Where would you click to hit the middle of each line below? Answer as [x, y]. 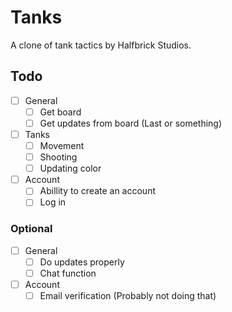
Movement [62, 145]
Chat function [68, 273]
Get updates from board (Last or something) [131, 123]
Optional [31, 229]
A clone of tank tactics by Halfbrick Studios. [101, 45]
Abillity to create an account [97, 191]
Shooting [58, 157]
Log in [53, 202]
